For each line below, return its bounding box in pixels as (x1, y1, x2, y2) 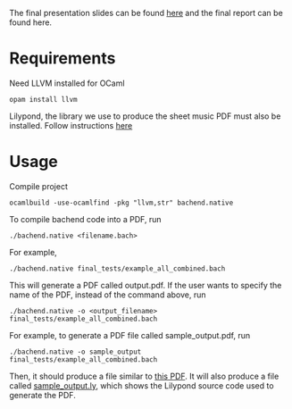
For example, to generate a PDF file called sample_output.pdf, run (9, 330, 251, 340)
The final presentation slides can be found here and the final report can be (9, 8, 283, 18)
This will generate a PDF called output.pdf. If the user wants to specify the (9, 280, 282, 290)
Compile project (9, 180, 69, 191)
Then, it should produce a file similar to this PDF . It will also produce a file (9, 371, 279, 381)
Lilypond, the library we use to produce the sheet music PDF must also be (9, 111, 281, 121)
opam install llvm (9, 95, 78, 104)
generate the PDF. (9, 389, 76, 400)
